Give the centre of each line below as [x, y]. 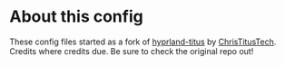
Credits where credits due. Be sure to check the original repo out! [132, 51]
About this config [76, 17]
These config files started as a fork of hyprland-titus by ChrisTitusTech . [143, 42]
